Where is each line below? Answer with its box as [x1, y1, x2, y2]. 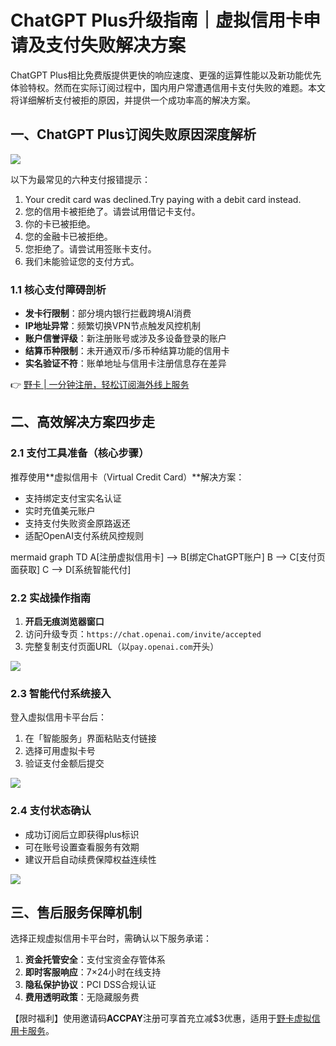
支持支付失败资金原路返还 [24, 517, 131, 529]
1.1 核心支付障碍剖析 [10, 282, 107, 296]
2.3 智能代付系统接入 [10, 686, 112, 700]
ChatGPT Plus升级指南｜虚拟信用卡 [10, 9, 303, 32]
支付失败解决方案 [45, 34, 187, 57]
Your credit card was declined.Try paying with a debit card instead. [24, 193, 302, 205]
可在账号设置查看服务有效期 [24, 841, 140, 853]
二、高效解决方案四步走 [10, 414, 155, 431]
